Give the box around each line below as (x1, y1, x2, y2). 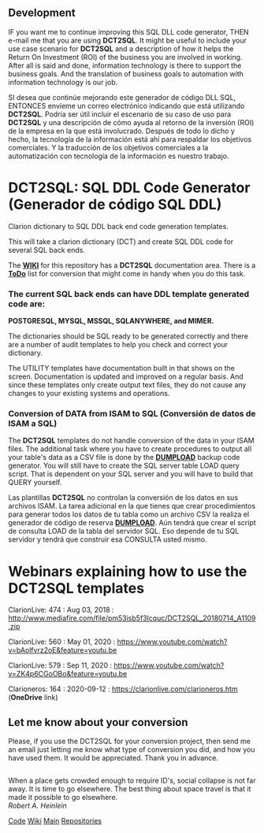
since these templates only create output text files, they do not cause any (8, 380, 247, 390)
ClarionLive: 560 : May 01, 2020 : (8, 637, 116, 646)
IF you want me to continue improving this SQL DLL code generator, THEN (8, 27, 250, 36)
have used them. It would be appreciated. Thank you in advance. (8, 753, 219, 763)
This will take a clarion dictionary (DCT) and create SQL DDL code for (8, 236, 234, 246)
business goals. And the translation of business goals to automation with (8, 68, 244, 78)
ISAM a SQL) (8, 417, 58, 428)
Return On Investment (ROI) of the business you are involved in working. (8, 52, 243, 61)
